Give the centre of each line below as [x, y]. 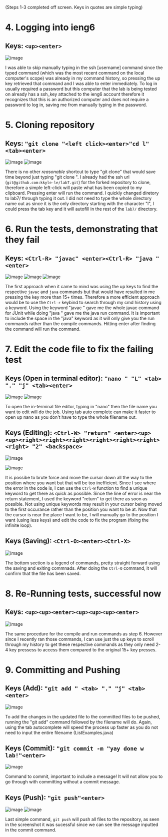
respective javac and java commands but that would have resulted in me [80, 292]
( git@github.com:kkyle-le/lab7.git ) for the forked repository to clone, [78, 182]
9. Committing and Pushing [63, 670]
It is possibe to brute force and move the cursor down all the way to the [79, 477]
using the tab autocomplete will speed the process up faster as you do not [82, 727]
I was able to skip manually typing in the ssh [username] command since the [84, 68]
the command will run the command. [43, 329]
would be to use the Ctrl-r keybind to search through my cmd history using [83, 302]
